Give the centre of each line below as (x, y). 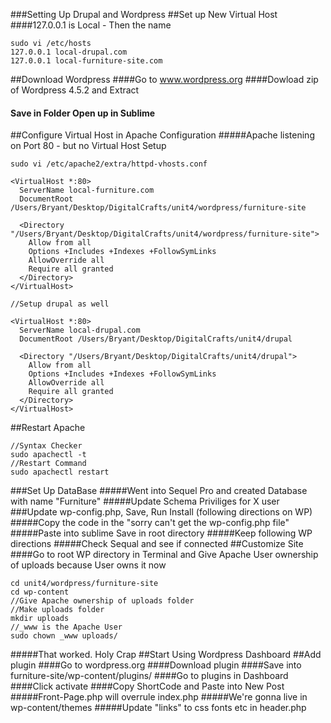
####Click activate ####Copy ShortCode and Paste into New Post (147, 686)
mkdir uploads (40, 619)
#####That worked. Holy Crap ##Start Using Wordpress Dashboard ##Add (166, 655)
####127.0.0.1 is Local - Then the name (91, 25)
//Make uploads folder (57, 610)
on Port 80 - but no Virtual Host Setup (88, 146)
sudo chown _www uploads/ (64, 636)
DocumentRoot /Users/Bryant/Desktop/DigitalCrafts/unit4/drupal (156, 339)
